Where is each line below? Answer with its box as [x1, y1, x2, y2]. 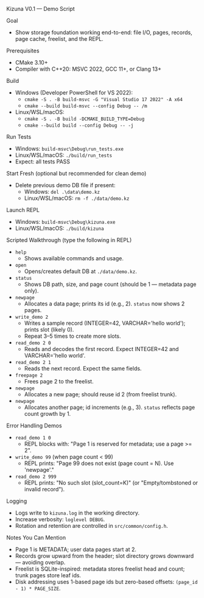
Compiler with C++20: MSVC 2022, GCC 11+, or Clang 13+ [15, 65, 162, 73]
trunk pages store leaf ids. [15, 572, 81, 578]
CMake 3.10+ [15, 59, 48, 66]
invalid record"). [24, 486, 65, 493]
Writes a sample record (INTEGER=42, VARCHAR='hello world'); [24, 319, 186, 327]
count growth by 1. [24, 410, 71, 417]
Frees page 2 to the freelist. [24, 378, 94, 385]
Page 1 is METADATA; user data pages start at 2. [15, 546, 137, 553]
